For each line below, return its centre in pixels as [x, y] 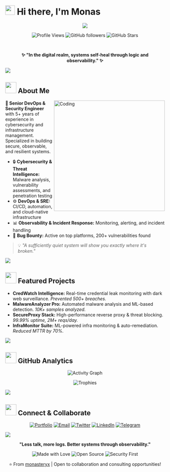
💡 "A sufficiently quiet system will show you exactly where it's [82, 245]
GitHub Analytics [45, 361]
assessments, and [31, 190]
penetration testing [32, 196]
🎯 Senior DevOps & [25, 103]
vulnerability [26, 185]
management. [20, 135]
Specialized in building [29, 140]
